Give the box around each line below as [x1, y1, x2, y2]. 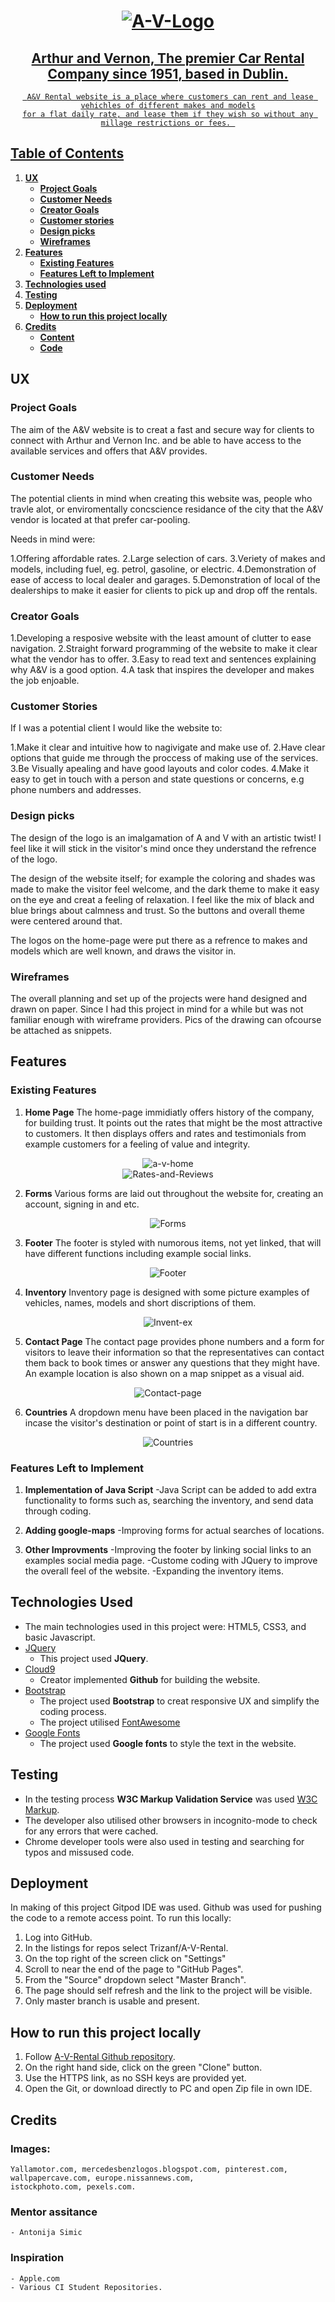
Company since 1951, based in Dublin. [47, 65, 289, 82]
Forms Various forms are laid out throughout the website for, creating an [24, 1187, 324, 1199]
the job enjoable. [10, 675, 80, 687]
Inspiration [10, 2251, 65, 2265]
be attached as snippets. [10, 1024, 112, 1036]
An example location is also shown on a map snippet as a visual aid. [24, 1367, 305, 1379]
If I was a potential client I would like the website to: [10, 722, 223, 734]
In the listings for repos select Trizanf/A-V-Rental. [24, 1942, 229, 1954]
